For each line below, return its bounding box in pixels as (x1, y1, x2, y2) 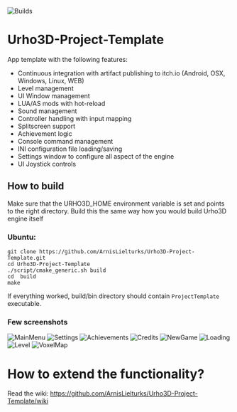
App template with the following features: (7, 55, 128, 63)
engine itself (7, 214, 44, 223)
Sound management (17, 107, 77, 115)
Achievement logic (17, 129, 72, 138)
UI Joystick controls (17, 159, 77, 168)
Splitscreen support (17, 122, 76, 130)
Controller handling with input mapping (17, 114, 132, 122)
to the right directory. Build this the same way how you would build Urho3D (7, 206, 227, 215)
